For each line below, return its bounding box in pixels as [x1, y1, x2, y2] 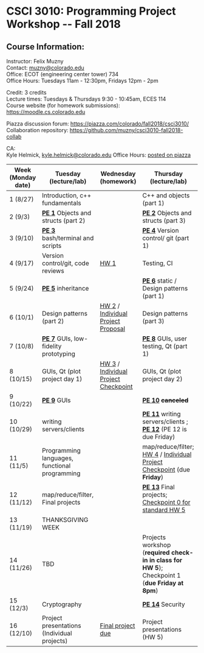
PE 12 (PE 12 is [142, 425, 187, 433]
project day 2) [142, 375, 183, 383]
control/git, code [41, 259, 89, 267]
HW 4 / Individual [142, 450, 192, 458]
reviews [41, 267, 65, 275]
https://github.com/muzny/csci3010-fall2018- [69, 127, 183, 133]
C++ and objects [142, 191, 190, 199]
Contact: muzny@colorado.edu [6, 64, 85, 71]
